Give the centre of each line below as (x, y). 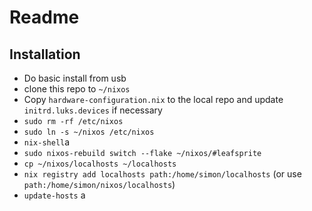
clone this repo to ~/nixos (77, 89)
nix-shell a (47, 142)
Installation (45, 54)
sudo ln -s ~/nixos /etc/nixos (89, 132)
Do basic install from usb (75, 78)
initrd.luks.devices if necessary (93, 110)
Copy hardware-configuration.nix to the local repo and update (153, 99)
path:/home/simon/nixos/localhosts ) (99, 184)
